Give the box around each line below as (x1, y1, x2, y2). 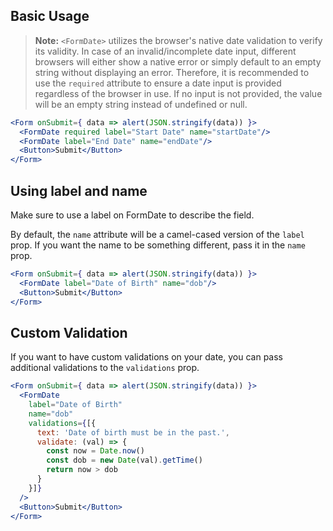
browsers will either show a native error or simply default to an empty (34, 55, 322, 68)
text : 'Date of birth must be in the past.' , (36, 427, 230, 438)
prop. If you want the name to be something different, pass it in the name (10, 239, 306, 251)
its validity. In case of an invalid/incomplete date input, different (34, 45, 297, 57)
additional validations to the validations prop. (10, 362, 200, 374)
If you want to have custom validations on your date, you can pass (10, 351, 283, 363)
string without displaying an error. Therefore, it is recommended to (34, 66, 310, 78)
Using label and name (10, 182, 148, 199)
